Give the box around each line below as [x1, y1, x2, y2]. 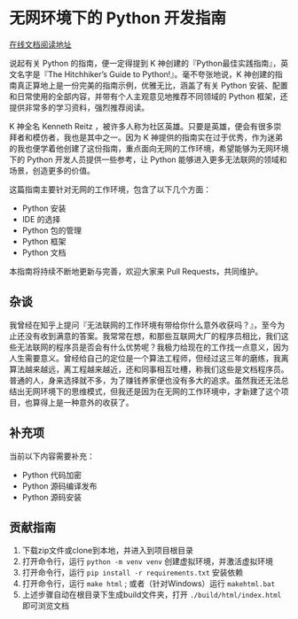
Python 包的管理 [21, 225, 82, 236]
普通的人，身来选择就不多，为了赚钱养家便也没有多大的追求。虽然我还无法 [9, 375, 281, 385]
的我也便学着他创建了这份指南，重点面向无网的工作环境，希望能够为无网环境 [9, 143, 289, 153]
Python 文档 [21, 247, 67, 258]
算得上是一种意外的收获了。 [32, 397, 134, 407]
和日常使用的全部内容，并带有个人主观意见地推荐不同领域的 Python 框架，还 [9, 90, 288, 102]
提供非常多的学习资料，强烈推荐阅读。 [9, 102, 149, 112]
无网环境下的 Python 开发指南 [9, 8, 227, 28]
